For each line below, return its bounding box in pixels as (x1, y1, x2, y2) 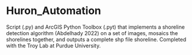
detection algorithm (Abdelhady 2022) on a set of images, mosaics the (6, 29, 178, 36)
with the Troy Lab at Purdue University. (6, 42, 101, 49)
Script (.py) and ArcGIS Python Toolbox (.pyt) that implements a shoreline (6, 23, 185, 30)
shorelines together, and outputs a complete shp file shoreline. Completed (6, 36, 187, 43)
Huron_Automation (6, 4, 102, 18)
